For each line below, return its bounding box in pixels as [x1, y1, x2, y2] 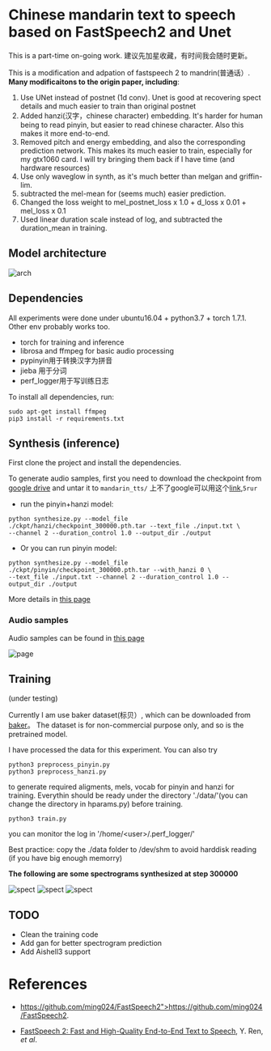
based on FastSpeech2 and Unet [8, 23, 232, 41]
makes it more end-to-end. [19, 128, 111, 138]
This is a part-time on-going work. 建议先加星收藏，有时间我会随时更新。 [8, 50, 252, 60]
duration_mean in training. [19, 222, 108, 232]
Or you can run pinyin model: [19, 544, 117, 553]
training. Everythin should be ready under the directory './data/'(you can [8, 790, 248, 800]
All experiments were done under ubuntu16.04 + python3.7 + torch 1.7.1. [8, 313, 247, 323]
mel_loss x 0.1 [19, 206, 66, 215]
